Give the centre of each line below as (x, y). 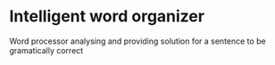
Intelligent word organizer (107, 16)
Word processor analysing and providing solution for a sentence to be (137, 41)
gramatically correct (46, 50)
